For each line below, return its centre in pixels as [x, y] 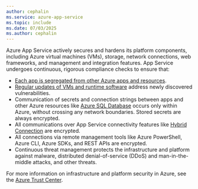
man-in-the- [174, 156]
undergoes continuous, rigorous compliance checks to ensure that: [88, 69]
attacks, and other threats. [65, 162]
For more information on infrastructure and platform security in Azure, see [96, 174]
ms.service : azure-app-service [45, 17]
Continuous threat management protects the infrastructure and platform [102, 150]
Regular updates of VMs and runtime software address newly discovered [103, 87]
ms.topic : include [29, 22]
